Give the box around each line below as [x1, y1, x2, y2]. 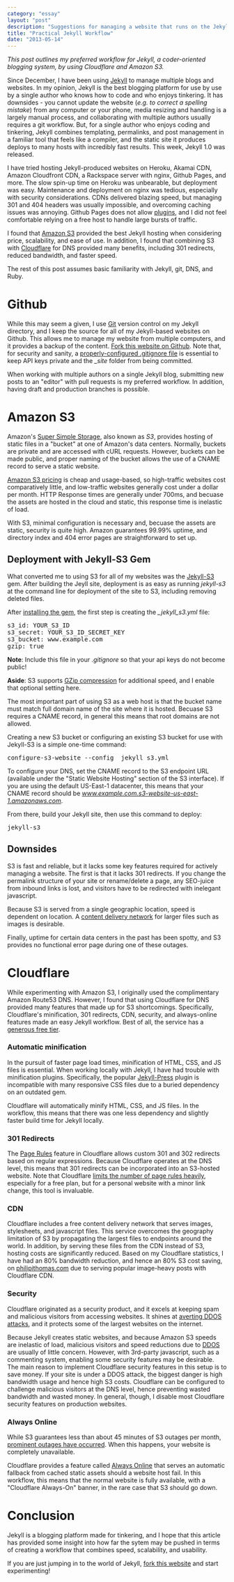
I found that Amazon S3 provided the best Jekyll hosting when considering [7, 229, 221, 238]
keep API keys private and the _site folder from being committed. [7, 357, 194, 365]
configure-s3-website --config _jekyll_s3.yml [7, 753, 169, 762]
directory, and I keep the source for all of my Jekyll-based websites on [7, 327, 210, 335]
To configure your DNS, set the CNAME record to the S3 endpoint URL [7, 767, 209, 775]
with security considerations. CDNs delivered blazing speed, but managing [7, 193, 222, 202]
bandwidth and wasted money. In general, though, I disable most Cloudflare [7, 1392, 225, 1401]
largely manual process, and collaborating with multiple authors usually [7, 113, 211, 122]
